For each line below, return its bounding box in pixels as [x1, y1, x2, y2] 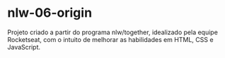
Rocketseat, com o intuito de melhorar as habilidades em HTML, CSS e [7, 35, 214, 43]
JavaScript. [7, 43, 41, 51]
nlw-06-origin [7, 5, 93, 21]
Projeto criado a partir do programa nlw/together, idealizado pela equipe [7, 28, 218, 36]
